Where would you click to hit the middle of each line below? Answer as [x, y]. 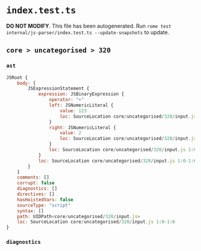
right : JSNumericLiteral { [83, 127]
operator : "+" [66, 100]
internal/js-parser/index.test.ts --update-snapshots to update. [88, 32]
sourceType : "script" [44, 205]
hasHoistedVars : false [45, 200]
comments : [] [33, 177]
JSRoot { [17, 77]
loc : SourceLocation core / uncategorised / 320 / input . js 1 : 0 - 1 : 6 [96, 222]
